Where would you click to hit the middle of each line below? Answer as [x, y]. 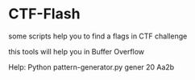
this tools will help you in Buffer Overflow [77, 51]
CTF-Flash [44, 14]
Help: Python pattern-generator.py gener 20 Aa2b [91, 67]
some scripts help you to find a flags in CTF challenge [98, 36]
